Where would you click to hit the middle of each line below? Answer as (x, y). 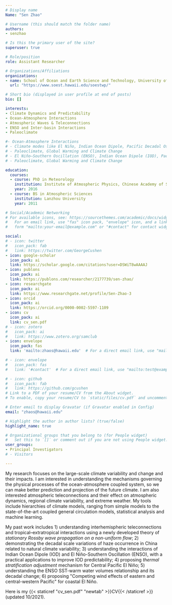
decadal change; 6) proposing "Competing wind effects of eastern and (80, 576)
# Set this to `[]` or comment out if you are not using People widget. (87, 440)
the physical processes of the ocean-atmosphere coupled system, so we (82, 484)
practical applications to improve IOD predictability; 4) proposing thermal (82, 559)
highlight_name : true (28, 426)
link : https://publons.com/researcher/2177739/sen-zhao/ (72, 279)
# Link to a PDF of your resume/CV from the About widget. (70, 393)
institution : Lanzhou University (50, 199)
